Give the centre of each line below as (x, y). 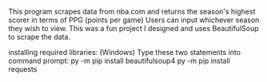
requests (23, 69)
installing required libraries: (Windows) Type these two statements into (125, 52)
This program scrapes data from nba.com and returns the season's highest (132, 12)
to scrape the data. (39, 37)
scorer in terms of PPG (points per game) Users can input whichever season (134, 20)
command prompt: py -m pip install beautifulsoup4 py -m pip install (119, 61)
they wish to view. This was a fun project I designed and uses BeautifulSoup (133, 28)
